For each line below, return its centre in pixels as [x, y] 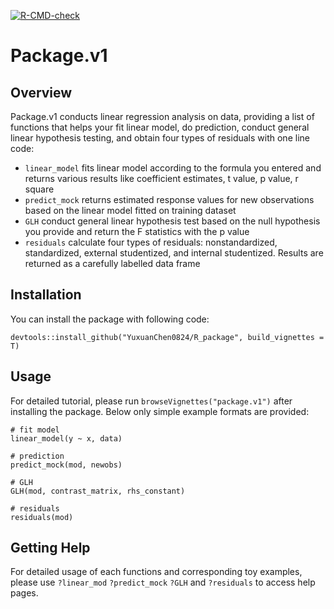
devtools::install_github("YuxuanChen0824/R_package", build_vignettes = [167, 337]
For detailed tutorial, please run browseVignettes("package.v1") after [151, 401]
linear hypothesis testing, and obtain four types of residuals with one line [160, 138]
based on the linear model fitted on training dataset [130, 210]
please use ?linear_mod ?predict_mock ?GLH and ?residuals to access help [163, 582]
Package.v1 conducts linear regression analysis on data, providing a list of [162, 116]
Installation [46, 295]
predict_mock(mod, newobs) [66, 465]
